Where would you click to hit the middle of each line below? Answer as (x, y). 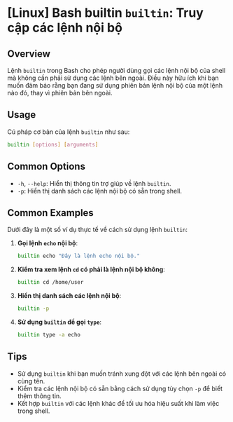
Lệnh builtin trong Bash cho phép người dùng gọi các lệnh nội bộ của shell (116, 70)
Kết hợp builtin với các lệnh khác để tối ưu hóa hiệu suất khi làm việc (118, 403)
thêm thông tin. (39, 396)
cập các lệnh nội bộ (65, 28)
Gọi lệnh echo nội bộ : (48, 243)
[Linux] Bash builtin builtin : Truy (106, 13)
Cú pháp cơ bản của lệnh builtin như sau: (69, 132)
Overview (29, 54)
